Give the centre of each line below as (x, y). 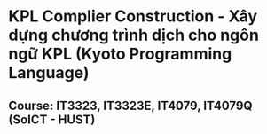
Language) (49, 73)
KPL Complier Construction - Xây (133, 16)
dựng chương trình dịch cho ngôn (133, 35)
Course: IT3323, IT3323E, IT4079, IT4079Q (131, 105)
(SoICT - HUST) (52, 119)
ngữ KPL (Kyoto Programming (120, 54)
